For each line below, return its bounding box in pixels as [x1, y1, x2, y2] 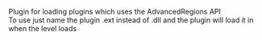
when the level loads [8, 24, 77, 33]
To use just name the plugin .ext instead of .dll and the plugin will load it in [8, 15, 254, 25]
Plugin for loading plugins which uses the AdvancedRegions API [8, 7, 222, 16]
